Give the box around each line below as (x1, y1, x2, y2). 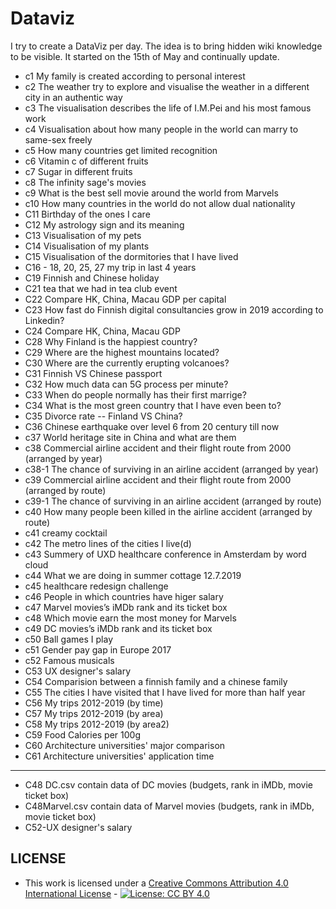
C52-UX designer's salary (24, 821, 133, 833)
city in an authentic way (24, 91, 123, 103)
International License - (24, 887, 118, 899)
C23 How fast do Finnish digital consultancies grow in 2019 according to (24, 303, 324, 316)
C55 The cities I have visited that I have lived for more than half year (24, 686, 306, 698)
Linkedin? (24, 314, 65, 326)
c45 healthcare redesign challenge (24, 580, 169, 592)
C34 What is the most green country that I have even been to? (24, 399, 282, 411)
